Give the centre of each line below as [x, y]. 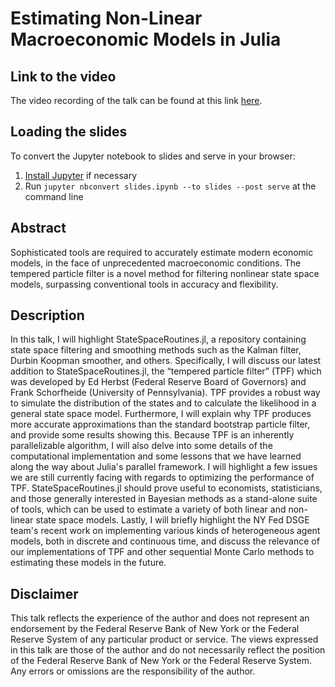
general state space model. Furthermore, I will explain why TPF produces [161, 414]
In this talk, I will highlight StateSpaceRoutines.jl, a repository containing [158, 339]
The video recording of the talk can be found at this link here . [136, 100]
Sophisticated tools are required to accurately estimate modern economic [162, 252]
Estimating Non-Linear [106, 18]
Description [47, 315]
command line [54, 196]
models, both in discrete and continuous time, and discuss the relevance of [165, 541]
